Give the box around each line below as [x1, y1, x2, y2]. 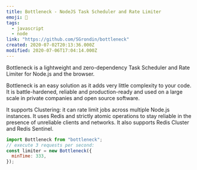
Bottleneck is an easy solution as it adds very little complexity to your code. [6, 82, 192, 89]
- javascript [11, 25, 44, 32]
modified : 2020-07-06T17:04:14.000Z [6, 48, 97, 54]
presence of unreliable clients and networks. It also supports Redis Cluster [6, 119, 189, 126]
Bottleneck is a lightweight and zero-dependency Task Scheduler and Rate [6, 64, 190, 71]
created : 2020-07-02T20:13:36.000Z [6, 42, 95, 48]
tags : [6, 20, 20, 26]
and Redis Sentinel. [6, 125, 54, 132]
